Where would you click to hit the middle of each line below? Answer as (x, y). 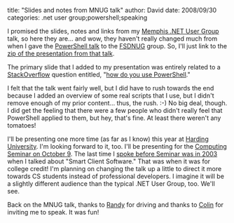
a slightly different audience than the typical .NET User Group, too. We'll (111, 184)
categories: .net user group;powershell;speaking (77, 18)
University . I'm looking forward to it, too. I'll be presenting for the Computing (117, 146)
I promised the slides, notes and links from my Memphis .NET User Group (113, 31)
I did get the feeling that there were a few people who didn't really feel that (115, 110)
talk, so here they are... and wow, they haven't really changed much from (112, 39)
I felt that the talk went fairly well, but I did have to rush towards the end (111, 88)
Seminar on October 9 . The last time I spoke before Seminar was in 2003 (112, 154)
